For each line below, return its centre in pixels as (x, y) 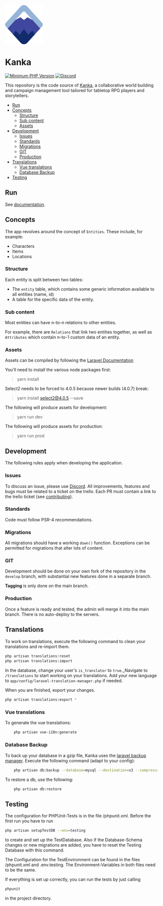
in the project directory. (28, 898)
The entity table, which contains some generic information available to (83, 289)
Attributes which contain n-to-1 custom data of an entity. (63, 337)
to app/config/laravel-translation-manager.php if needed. (64, 681)
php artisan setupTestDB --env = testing (45, 831)
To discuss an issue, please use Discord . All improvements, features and (77, 486)
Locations (22, 256)
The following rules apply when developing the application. (64, 463)
